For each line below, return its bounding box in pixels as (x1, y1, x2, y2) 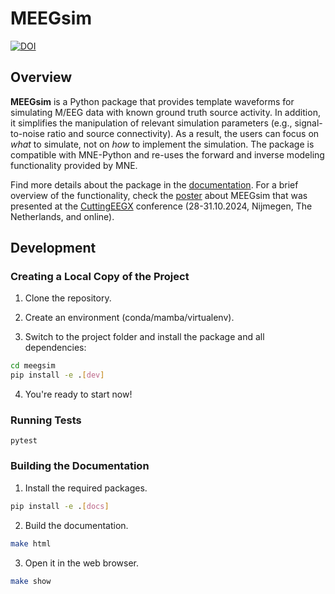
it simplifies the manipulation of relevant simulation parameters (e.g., (10, 117, 293, 129)
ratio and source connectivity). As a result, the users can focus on (46, 127, 320, 139)
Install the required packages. (24, 482, 148, 494)
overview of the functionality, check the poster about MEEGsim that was (10, 189, 308, 201)
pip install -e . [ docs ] (10, 501, 110, 511)
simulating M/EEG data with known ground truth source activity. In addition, (10, 106, 321, 118)
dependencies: (24, 342, 87, 354)
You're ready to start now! (24, 388, 133, 401)
